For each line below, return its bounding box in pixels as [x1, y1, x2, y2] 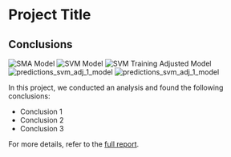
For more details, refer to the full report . [8, 139, 140, 149]
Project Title [8, 6, 91, 24]
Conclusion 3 [19, 124, 64, 133]
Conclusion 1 [19, 107, 63, 116]
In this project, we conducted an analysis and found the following [8, 83, 224, 92]
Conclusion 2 [19, 115, 64, 125]
